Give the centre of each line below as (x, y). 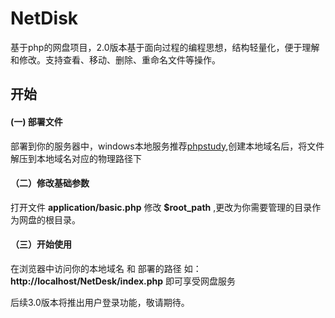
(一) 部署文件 (36, 121)
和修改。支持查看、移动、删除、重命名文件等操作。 (115, 59)
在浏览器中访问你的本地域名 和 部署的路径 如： (106, 268)
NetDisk (44, 18)
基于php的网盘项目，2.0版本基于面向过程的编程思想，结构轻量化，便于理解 (165, 47)
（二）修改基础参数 (50, 183)
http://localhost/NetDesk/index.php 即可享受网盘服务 (123, 281)
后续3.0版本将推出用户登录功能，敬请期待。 (100, 302)
